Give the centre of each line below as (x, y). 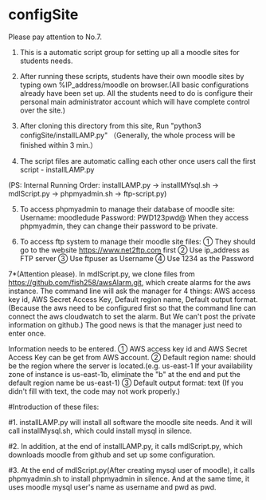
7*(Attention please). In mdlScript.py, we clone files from (102, 274)
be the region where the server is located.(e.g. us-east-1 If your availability (131, 366)
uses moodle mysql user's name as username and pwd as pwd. (112, 487)
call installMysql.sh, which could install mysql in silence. (100, 431)
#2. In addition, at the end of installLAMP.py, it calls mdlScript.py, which (125, 446)
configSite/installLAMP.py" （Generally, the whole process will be (127, 135)
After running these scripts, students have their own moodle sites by (132, 76)
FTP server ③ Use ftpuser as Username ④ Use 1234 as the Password (137, 258)
